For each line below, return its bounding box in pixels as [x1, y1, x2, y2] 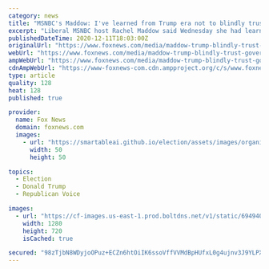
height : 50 [29, 153, 66, 161]
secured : [8, 249, 38, 257]
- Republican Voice [15, 190, 81, 198]
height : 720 [22, 226, 62, 235]
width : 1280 [22, 219, 62, 227]
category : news [8, 11, 59, 20]
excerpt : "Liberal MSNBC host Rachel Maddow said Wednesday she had [8, 26, 242, 35]
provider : [8, 108, 42, 116]
